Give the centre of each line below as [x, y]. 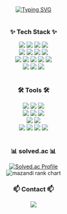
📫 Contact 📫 [33, 189]
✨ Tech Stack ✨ [33, 32]
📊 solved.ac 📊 [33, 151]
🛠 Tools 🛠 [33, 90]
